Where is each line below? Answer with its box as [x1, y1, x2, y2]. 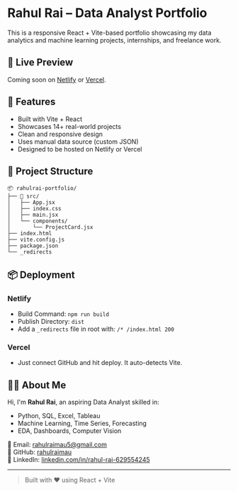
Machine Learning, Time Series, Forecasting [17, 419, 147, 428]
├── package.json [7, 242, 59, 249]
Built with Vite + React [17, 115, 83, 123]
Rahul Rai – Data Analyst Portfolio [7, 5, 208, 21]
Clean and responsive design [17, 130, 103, 138]
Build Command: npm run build [17, 310, 110, 318]
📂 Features [7, 96, 56, 108]
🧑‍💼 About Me [7, 379, 67, 391]
